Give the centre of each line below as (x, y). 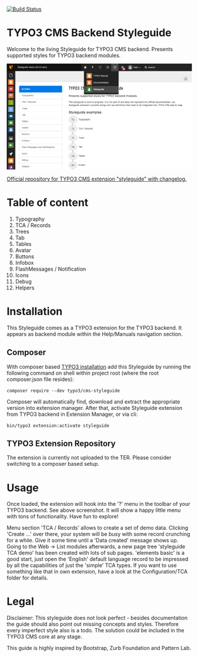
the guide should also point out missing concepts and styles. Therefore (93, 624)
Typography (30, 219)
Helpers (25, 288)
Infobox (24, 262)
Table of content (48, 203)
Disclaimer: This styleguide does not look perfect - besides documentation (97, 618)
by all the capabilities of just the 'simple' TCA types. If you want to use (92, 565)
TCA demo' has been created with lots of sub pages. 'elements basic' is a (95, 553)
